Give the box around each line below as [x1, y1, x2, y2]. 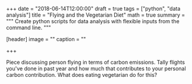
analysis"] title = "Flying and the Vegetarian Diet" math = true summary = [6, 11, 185, 18]
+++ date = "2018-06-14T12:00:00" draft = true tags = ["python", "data [6, 5, 181, 12]
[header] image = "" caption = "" [6, 36, 86, 42]
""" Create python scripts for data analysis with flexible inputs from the [6, 18, 180, 24]
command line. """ [6, 24, 52, 31]
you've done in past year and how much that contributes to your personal [6, 65, 186, 72]
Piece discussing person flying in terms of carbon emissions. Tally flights [6, 59, 185, 66]
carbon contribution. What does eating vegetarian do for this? [6, 71, 158, 78]
